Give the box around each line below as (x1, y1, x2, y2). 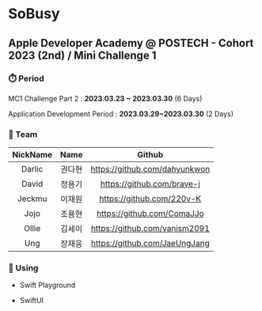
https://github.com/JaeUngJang (90, 238, 210, 249)
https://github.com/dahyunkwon (90, 164, 211, 175)
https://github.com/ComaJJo (96, 208, 204, 219)
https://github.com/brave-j (100, 179, 200, 190)
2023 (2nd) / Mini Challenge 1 (8, 48, 157, 62)
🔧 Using (8, 263, 39, 274)
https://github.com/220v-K (99, 193, 202, 204)
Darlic (21, 164, 44, 175)
